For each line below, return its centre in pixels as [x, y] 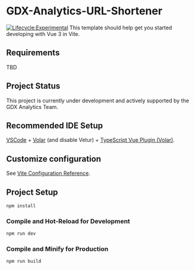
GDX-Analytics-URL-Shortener [84, 11]
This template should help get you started [121, 28]
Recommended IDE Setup [55, 125]
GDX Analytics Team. [32, 107]
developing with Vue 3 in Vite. [43, 34]
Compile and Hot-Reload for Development [68, 221]
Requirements [33, 53]
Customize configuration [54, 159]
